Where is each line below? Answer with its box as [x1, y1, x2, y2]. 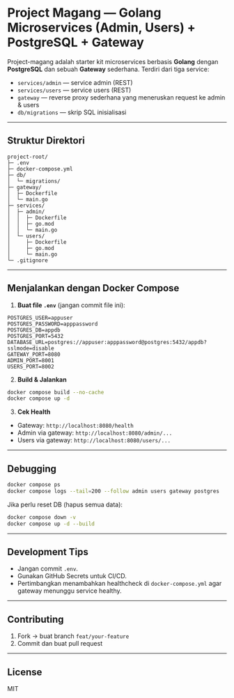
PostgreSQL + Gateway [7, 35, 144, 50]
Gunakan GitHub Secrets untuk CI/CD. [17, 572, 127, 580]
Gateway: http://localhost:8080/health [17, 421, 134, 430]
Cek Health [17, 408, 51, 416]
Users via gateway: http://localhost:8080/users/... [17, 436, 171, 444]
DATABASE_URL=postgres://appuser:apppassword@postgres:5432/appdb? [7, 339, 208, 346]
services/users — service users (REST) [17, 86, 132, 94]
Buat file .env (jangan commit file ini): [17, 301, 125, 309]
